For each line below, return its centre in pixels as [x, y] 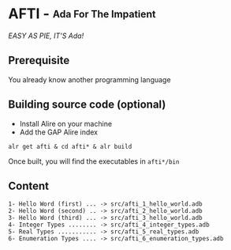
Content [29, 186]
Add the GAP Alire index [59, 132]
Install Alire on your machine [66, 123]
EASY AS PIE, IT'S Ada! [46, 36]
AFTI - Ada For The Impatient [82, 14]
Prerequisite [39, 61]
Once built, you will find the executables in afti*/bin [94, 161]
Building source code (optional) [87, 105]
